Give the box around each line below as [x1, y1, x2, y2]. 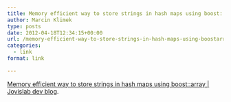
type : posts [7, 23, 41, 30]
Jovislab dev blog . [7, 87, 59, 95]
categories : [7, 42, 41, 49]
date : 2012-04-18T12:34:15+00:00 [7, 29, 103, 37]
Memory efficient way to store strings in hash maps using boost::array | [7, 80, 210, 88]
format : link [7, 55, 45, 62]
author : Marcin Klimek [7, 17, 72, 23]
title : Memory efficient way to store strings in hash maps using [7, 10, 201, 17]
